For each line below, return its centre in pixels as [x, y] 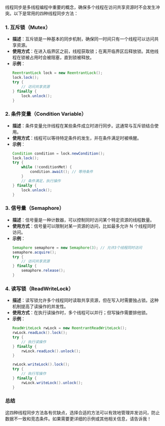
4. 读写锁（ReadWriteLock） [39, 289]
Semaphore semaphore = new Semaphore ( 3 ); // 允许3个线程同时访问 [77, 248]
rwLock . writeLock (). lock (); [41, 364]
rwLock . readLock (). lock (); [40, 333]
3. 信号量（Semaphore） [35, 208]
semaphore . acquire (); [34, 252]
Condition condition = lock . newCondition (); [58, 153]
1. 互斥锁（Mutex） [28, 27]
